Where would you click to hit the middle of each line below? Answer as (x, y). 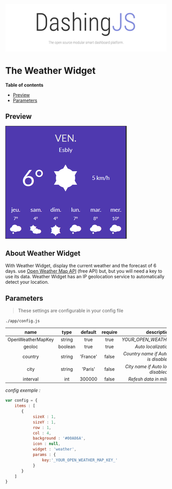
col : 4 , (42, 433)
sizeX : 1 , (44, 416)
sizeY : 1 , (44, 422)
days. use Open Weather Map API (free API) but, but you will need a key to (84, 271)
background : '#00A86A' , (59, 439)
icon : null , (46, 444)
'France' (89, 356)
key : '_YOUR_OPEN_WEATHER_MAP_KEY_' (80, 460)
